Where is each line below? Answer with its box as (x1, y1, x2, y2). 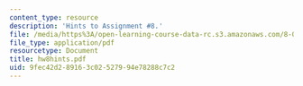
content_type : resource (9, 13, 99, 22)
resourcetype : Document (9, 47, 99, 56)
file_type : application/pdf (9, 38, 115, 47)
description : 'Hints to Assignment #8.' (9, 21, 164, 30)
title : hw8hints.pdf (9, 55, 87, 64)
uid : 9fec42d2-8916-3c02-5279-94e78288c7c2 (9, 64, 176, 73)
